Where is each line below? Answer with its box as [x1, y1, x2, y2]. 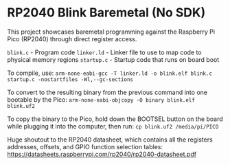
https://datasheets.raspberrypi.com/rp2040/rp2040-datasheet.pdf [7, 150, 197, 158]
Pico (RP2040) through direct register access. [7, 34, 137, 43]
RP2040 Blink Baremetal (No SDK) [7, 5, 206, 21]
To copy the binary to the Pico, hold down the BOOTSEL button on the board [7, 115, 223, 123]
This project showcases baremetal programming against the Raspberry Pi [7, 27, 215, 36]
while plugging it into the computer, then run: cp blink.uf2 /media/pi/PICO [7, 122, 219, 130]
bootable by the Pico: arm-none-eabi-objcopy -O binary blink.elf [7, 95, 196, 104]
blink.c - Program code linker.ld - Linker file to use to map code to [7, 48, 202, 56]
